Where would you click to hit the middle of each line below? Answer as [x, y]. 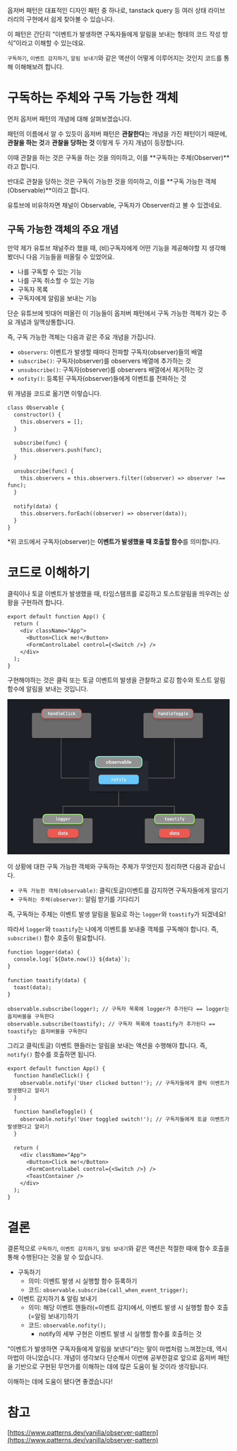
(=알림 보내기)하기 [53, 1316]
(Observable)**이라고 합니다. [48, 190]
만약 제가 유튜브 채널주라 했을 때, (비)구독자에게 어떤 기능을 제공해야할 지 [107, 248]
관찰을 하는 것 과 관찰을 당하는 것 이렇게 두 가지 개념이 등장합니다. [96, 142]
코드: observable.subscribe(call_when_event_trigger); [108, 1290]
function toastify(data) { [47, 981]
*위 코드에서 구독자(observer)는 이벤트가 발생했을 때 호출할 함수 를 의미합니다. [114, 541]
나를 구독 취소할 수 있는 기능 [56, 280]
